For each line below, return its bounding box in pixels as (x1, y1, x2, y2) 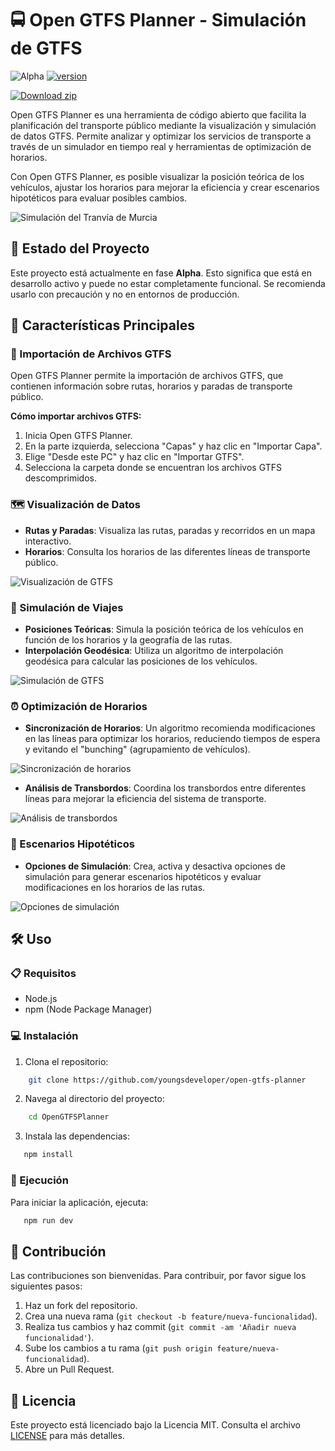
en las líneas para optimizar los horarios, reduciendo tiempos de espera (24, 733, 321, 745)
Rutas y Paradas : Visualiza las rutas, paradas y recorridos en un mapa (24, 524, 316, 536)
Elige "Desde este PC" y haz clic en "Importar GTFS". (24, 451, 245, 463)
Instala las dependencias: (24, 1130, 130, 1142)
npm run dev (23, 1215, 74, 1226)
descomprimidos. (24, 472, 97, 484)
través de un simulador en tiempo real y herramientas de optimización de (10, 140, 312, 152)
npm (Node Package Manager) (24, 1003, 153, 1016)
